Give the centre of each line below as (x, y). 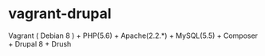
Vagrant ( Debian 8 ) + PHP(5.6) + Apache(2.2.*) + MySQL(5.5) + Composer (133, 35)
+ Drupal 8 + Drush (40, 43)
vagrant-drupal (60, 14)
